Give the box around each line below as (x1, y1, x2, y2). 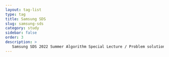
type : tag (5, 12, 26, 17)
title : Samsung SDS (5, 16, 46, 21)
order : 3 (5, 35, 24, 40)
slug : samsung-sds (5, 21, 44, 26)
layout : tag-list (5, 7, 42, 12)
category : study (5, 26, 39, 31)
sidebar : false (5, 30, 37, 35)
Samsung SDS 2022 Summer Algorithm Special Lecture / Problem (12, 44, 145, 49)
